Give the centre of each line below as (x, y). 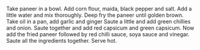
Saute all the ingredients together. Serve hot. (62, 41)
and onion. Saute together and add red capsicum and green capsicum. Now (100, 28)
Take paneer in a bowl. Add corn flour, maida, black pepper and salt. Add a (99, 9)
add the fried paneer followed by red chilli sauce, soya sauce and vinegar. (98, 34)
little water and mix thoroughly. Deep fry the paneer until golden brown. (95, 15)
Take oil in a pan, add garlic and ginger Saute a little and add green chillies (98, 21)
